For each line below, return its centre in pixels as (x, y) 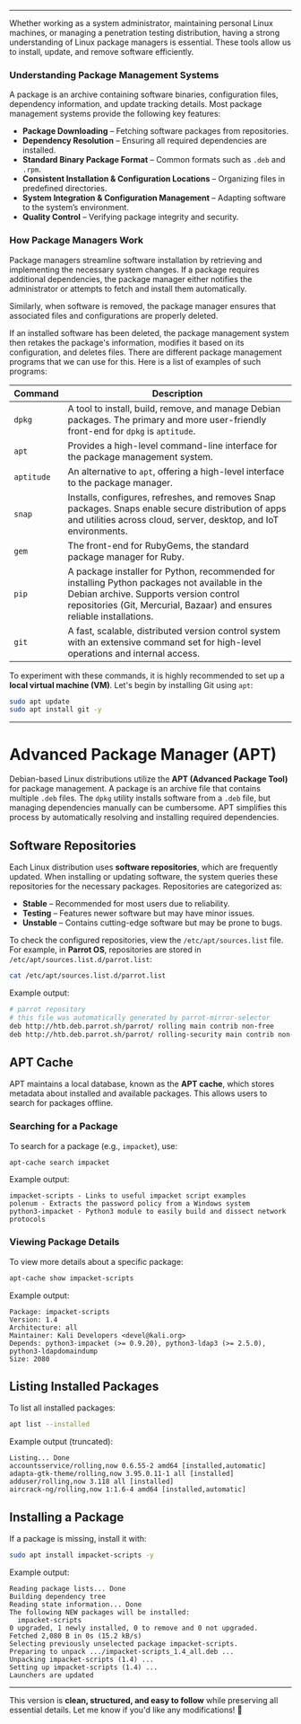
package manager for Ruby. (126, 556)
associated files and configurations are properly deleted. (114, 315)
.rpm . (32, 169)
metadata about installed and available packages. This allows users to (138, 1093)
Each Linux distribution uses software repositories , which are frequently (144, 867)
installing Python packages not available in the (165, 582)
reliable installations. (111, 616)
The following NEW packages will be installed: (100, 1613)
